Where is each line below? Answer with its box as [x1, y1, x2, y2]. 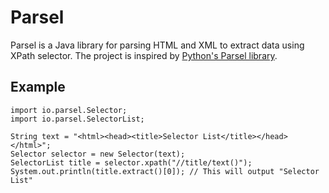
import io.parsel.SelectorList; [10, 114, 145, 124]
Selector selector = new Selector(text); [10, 149, 186, 159]
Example [10, 79, 66, 96]
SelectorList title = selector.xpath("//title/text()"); [10, 157, 253, 168]
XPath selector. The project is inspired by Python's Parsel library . [10, 49, 278, 61]
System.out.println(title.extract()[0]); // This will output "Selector [10, 166, 320, 176]
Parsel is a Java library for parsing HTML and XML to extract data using [10, 39, 305, 51]
